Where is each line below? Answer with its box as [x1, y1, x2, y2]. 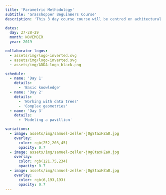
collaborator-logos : [5, 48, 48, 53]
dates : [5, 25, 19, 30]
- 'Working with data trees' [18, 99, 79, 104]
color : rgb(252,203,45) [18, 140, 68, 145]
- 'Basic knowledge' [18, 85, 61, 90]
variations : [5, 126, 30, 132]
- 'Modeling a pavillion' [18, 117, 72, 122]
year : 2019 [9, 39, 32, 45]
